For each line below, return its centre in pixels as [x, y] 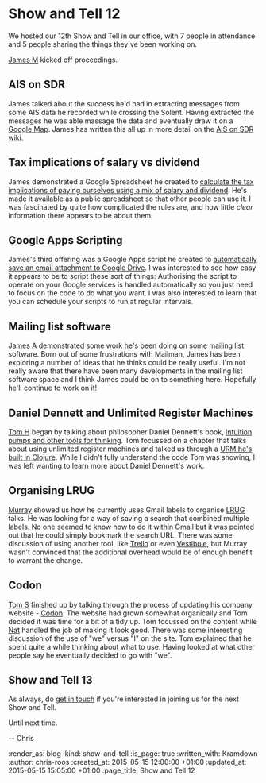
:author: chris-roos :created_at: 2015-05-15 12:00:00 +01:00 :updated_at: [127, 762]
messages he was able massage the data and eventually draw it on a [121, 121]
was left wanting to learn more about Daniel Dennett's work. [106, 466]
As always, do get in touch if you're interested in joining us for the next [124, 699]
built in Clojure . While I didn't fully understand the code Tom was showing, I [132, 457]
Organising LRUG [52, 490]
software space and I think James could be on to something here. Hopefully [132, 380]
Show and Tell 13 [50, 680]
